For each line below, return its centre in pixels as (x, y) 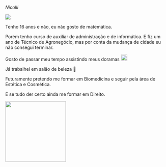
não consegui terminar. (30, 47)
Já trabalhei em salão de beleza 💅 (41, 69)
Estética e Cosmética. (28, 84)
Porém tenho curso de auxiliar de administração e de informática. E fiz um (83, 37)
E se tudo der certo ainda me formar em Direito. (55, 94)
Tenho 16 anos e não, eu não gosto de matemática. (59, 27)
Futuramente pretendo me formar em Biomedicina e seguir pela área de (80, 79)
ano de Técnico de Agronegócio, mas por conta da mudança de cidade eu (83, 42)
